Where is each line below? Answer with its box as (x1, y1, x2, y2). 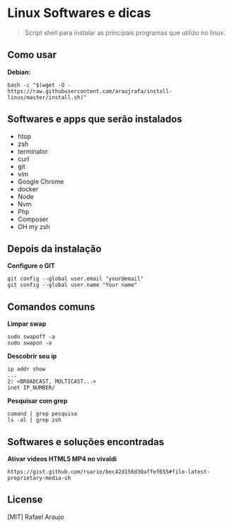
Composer (17, 215, 49, 223)
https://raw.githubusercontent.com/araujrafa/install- (7, 87, 173, 95)
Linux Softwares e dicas (7, 5, 151, 21)
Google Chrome (17, 177, 64, 186)
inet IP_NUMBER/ (7, 384, 55, 391)
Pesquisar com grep (7, 397, 68, 405)
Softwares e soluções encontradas (7, 436, 165, 448)
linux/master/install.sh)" (7, 94, 87, 101)
